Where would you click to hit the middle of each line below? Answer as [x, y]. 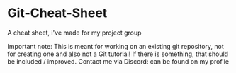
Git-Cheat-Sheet [57, 13]
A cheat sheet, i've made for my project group [74, 33]
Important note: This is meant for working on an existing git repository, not [116, 46]
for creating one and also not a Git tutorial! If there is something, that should [118, 54]
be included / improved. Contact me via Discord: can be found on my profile [118, 61]
